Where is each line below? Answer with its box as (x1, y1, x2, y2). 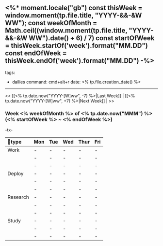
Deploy (7, 170, 24, 177)
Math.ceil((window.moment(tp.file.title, (5, 27, 128, 35)
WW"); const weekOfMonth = (5, 19, 98, 27)
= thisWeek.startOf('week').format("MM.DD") (5, 42, 148, 50)
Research (7, 194, 29, 201)
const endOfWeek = (5, 49, 67, 58)
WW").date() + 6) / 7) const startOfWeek (29, 34, 155, 43)
